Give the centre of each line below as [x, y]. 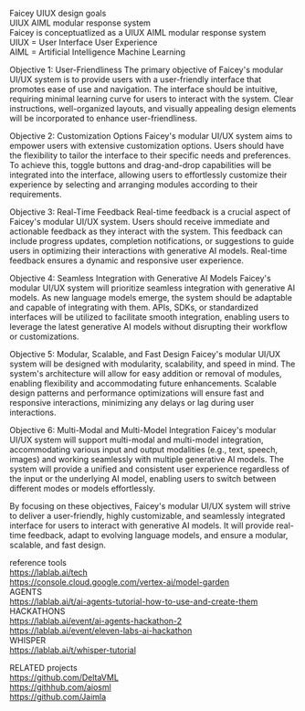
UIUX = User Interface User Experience [84, 42]
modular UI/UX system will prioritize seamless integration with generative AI [152, 288]
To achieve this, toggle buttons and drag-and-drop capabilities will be [141, 165]
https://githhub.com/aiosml [60, 687]
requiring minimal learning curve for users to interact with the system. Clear [152, 99]
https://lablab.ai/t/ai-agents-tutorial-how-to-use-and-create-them [134, 601]
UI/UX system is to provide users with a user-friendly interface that [136, 80]
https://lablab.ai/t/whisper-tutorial [73, 650]
